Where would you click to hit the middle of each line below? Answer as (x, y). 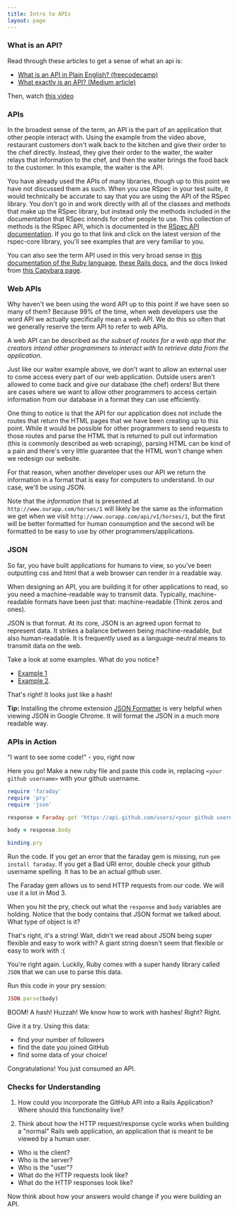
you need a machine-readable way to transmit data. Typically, (97, 594)
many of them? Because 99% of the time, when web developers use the (113, 312)
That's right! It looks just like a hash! (60, 694)
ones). (17, 609)
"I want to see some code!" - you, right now (71, 757)
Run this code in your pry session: (57, 986)
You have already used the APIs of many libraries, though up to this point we (119, 181)
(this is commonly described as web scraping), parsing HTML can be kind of (119, 444)
